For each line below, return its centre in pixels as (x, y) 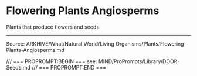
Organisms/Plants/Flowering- (151, 44)
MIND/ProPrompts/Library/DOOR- (139, 61)
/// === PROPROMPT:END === (69, 67)
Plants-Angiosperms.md (35, 50)
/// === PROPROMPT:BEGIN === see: (52, 61)
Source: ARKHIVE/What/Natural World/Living (60, 44)
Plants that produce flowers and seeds (53, 27)
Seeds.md (18, 67)
